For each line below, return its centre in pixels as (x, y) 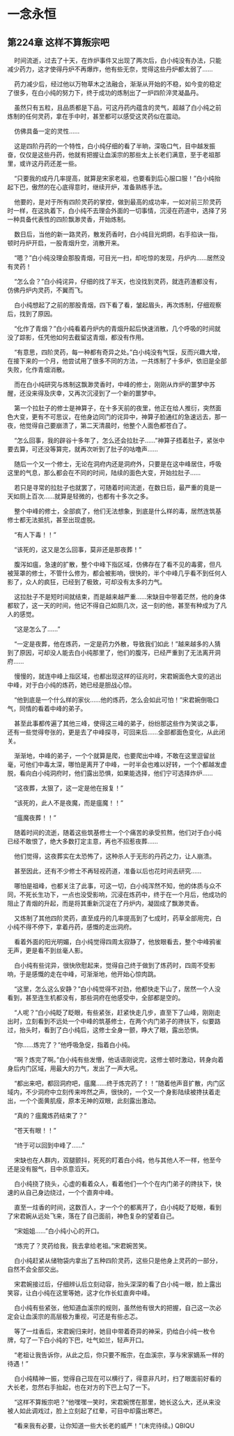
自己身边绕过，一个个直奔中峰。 (71, 1192)
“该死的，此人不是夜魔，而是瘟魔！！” (69, 803)
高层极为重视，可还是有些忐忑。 (95, 1317)
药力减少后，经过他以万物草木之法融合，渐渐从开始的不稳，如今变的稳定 (117, 84)
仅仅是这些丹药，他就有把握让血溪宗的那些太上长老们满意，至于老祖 (117, 155)
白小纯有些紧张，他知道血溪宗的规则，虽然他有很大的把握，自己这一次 (115, 1308)
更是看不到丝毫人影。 (56, 950)
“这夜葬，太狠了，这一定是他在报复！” (69, 788)
